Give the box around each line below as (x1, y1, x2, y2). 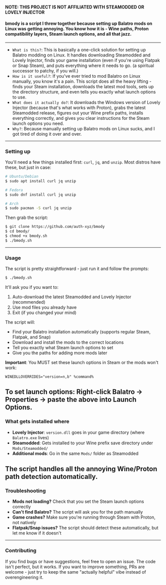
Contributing (5, 547, 37, 554)
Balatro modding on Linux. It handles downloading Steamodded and (12, 52, 151, 58)
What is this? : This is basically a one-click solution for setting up (12, 47, 146, 53)
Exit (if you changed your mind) (12, 310, 77, 316)
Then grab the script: (5, 214, 48, 220)
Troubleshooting (5, 487, 46, 494)
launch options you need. (12, 120, 64, 126)
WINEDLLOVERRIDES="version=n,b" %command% (5, 374, 94, 379)
